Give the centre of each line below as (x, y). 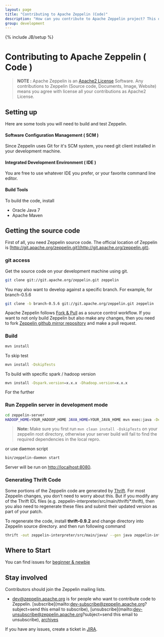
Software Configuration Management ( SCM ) (52, 135)
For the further (20, 392)
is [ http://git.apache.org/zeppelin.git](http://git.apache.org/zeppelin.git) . (77, 247)
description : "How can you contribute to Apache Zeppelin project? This (81, 19)
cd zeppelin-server (25, 415)
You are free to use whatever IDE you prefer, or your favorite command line (81, 173)
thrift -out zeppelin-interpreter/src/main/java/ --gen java (69, 535)
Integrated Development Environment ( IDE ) (51, 162)
